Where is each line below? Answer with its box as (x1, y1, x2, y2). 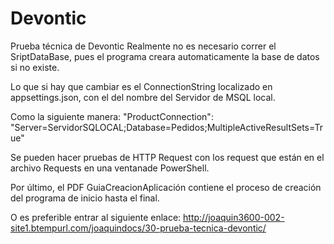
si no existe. (10, 61, 60, 73)
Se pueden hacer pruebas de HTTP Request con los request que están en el (10, 151, 325, 163)
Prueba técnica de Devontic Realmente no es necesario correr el (10, 40, 277, 52)
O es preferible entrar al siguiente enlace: (10, 211, 182, 223)
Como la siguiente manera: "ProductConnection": (10, 110, 214, 122)
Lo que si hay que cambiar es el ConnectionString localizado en (10, 80, 273, 92)
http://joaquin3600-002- (183, 211, 285, 223)
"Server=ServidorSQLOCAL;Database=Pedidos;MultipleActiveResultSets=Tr (10, 121, 324, 133)
